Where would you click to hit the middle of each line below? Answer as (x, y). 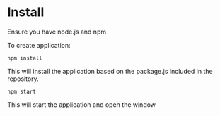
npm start (22, 91)
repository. (23, 79)
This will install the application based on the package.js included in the (110, 71)
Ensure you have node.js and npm (57, 32)
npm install (25, 58)
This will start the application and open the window (82, 104)
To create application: (39, 45)
